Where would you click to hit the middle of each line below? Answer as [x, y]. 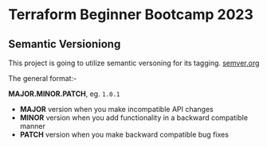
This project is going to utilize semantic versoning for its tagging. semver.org [134, 63]
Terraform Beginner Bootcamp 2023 [131, 15]
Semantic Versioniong [65, 44]
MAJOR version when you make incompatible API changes [116, 109]
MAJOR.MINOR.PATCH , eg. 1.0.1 [64, 94]
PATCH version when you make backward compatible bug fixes [124, 134]
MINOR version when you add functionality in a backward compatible [134, 118]
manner [32, 126]
